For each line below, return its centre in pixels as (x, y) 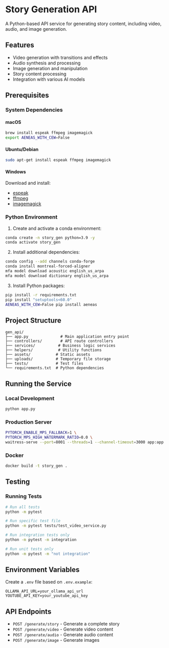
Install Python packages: (39, 286)
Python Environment (31, 217)
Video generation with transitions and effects (60, 57)
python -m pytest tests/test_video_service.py (56, 526)
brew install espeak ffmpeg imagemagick (49, 133)
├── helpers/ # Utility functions (54, 350)
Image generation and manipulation (50, 68)
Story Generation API (51, 9)
